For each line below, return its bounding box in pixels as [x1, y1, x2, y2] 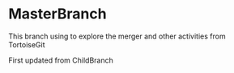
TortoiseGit [8, 39, 46, 49]
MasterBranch [8, 5, 107, 23]
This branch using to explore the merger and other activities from [8, 31, 226, 41]
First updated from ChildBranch [8, 55, 113, 65]
